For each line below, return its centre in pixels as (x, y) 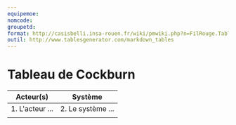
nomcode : (20, 20)
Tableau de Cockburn (71, 75)
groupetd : (22, 27)
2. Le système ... (87, 109)
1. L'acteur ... (32, 109)
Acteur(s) (32, 97)
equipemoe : (23, 14)
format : (19, 33)
